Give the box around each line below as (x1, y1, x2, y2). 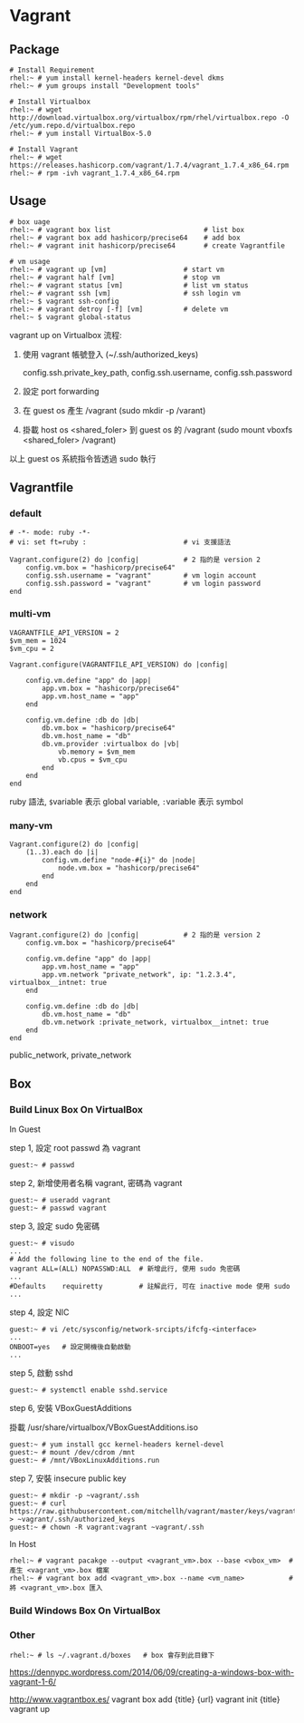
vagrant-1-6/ (9, 1677, 57, 1688)
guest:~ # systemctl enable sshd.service (9, 1386, 168, 1395)
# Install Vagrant (9, 145, 79, 154)
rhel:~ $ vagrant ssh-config (9, 297, 119, 306)
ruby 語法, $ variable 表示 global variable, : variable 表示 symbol (9, 795, 244, 807)
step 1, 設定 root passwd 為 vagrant (9, 1143, 141, 1154)
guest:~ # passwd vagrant (9, 1203, 107, 1213)
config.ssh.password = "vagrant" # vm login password (25, 579, 261, 588)
